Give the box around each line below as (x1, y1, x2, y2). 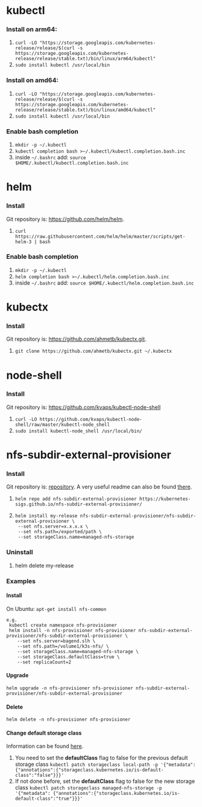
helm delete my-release (14, 562, 74, 569)
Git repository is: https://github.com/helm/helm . (6, 215, 125, 223)
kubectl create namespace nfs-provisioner (8, 622, 118, 628)
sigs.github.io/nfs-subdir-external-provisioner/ (14, 501, 143, 507)
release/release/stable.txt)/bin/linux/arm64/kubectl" (14, 55, 156, 62)
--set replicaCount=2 (17, 659, 71, 665)
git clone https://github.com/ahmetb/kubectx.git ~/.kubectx (14, 348, 172, 355)
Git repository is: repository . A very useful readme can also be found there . (6, 483, 192, 490)
